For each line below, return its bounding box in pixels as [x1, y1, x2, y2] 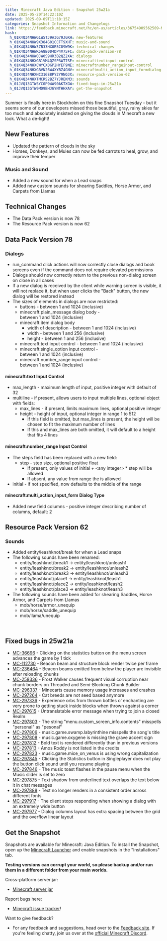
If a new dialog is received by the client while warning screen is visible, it [12, 283, 162, 289]
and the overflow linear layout [12, 814, 74, 820]
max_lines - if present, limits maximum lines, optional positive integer [19, 406, 161, 412]
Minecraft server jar [12, 886, 53, 892]
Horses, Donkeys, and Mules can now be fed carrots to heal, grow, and [12, 148, 158, 154]
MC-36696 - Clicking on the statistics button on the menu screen [12, 650, 147, 656]
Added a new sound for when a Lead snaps [12, 177, 102, 183]
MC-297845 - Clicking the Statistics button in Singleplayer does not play [12, 756, 161, 762]
